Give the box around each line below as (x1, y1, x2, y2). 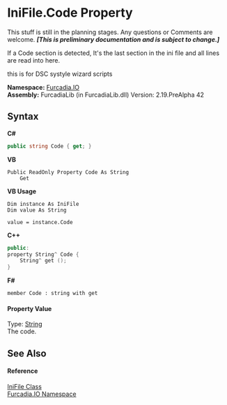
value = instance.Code (7, 219, 73, 225)
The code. (7, 327, 37, 335)
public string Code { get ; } (7, 143, 92, 150)
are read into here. (7, 56, 61, 64)
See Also (7, 347, 47, 359)
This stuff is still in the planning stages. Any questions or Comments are (7, 28, 213, 36)
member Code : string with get (7, 290, 98, 297)
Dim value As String (7, 207, 68, 214)
